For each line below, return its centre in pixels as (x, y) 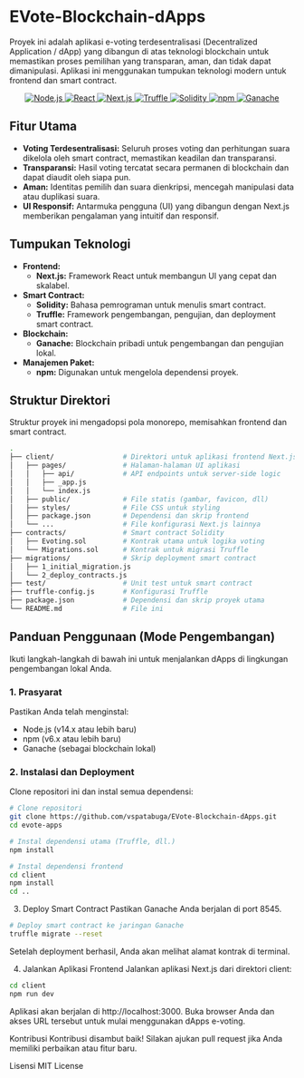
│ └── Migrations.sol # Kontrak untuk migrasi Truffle (129, 549)
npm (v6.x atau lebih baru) (72, 738)
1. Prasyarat (36, 692)
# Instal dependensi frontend (66, 866)
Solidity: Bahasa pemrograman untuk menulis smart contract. (151, 305)
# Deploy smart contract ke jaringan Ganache (96, 926)
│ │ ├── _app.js (48, 482)
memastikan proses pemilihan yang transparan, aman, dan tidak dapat (140, 61)
